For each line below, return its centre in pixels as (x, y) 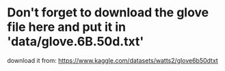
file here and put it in (67, 27)
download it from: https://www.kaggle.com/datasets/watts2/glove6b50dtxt (113, 60)
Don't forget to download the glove (108, 13)
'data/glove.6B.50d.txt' (76, 42)
